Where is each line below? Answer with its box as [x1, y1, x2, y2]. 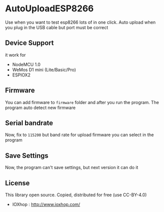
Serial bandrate [5, 119, 53, 127]
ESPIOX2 [12, 72, 31, 78]
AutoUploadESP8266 [5, 3, 94, 14]
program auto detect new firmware [5, 105, 76, 110]
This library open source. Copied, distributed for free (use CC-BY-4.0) [5, 192, 147, 198]
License [5, 178, 30, 187]
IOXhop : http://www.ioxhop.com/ [12, 202, 81, 207]
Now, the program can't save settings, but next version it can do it [5, 165, 138, 171]
